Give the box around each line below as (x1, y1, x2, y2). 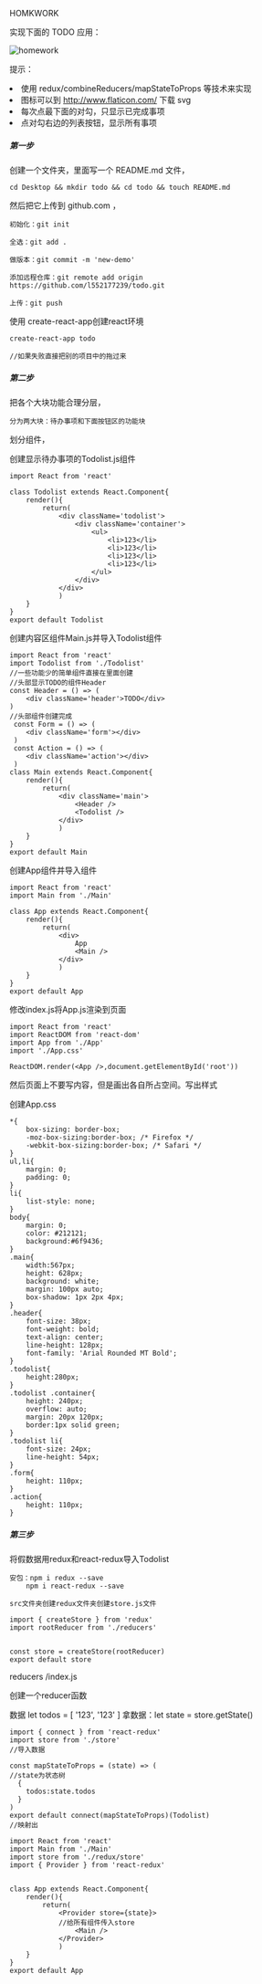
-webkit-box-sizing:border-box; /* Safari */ (26, 1140, 203, 1149)
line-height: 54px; (26, 1452, 100, 1462)
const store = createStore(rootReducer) (9, 1647, 166, 1656)
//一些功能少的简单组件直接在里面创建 (9, 668, 134, 677)
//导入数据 (9, 1745, 46, 1754)
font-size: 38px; (26, 1317, 92, 1326)
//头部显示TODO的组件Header (9, 677, 107, 688)
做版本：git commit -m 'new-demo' (9, 255, 135, 264)
